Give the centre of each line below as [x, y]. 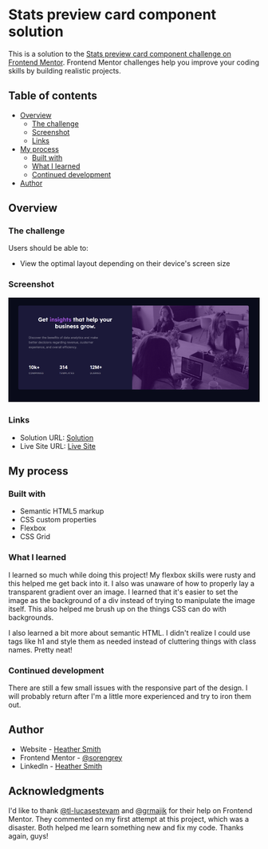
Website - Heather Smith [60, 749]
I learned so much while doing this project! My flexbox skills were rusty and [132, 575]
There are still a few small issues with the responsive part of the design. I [128, 688]
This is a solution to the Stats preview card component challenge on [120, 54]
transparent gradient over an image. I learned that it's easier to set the [123, 592]
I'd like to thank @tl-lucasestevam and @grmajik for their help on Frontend [130, 810]
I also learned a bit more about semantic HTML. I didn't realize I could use [130, 633]
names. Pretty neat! [41, 649]
